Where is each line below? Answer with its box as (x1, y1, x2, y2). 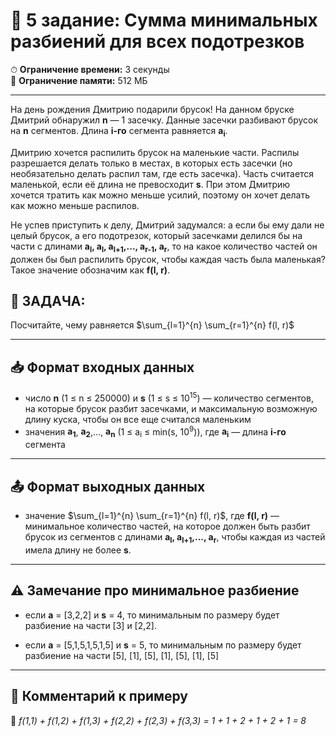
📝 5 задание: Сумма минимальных (10, 9, 318, 32)
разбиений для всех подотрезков (10, 30, 305, 53)
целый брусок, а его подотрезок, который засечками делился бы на (10, 229, 303, 241)
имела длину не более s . (24, 544, 132, 556)
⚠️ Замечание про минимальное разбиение (10, 582, 300, 599)
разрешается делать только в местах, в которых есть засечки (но (10, 157, 293, 169)
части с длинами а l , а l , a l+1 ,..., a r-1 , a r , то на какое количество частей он (10, 240, 318, 254)
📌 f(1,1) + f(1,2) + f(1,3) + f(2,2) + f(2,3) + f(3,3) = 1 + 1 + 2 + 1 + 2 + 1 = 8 (10, 714, 307, 726)
